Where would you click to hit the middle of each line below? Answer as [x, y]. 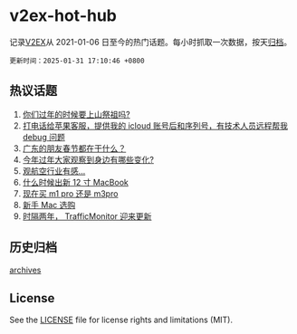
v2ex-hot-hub [63, 16]
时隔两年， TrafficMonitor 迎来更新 [87, 216]
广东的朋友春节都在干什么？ [74, 148]
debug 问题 [43, 137]
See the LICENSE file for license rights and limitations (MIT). [121, 320]
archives [25, 270]
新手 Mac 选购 [49, 205]
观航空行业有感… [54, 171]
